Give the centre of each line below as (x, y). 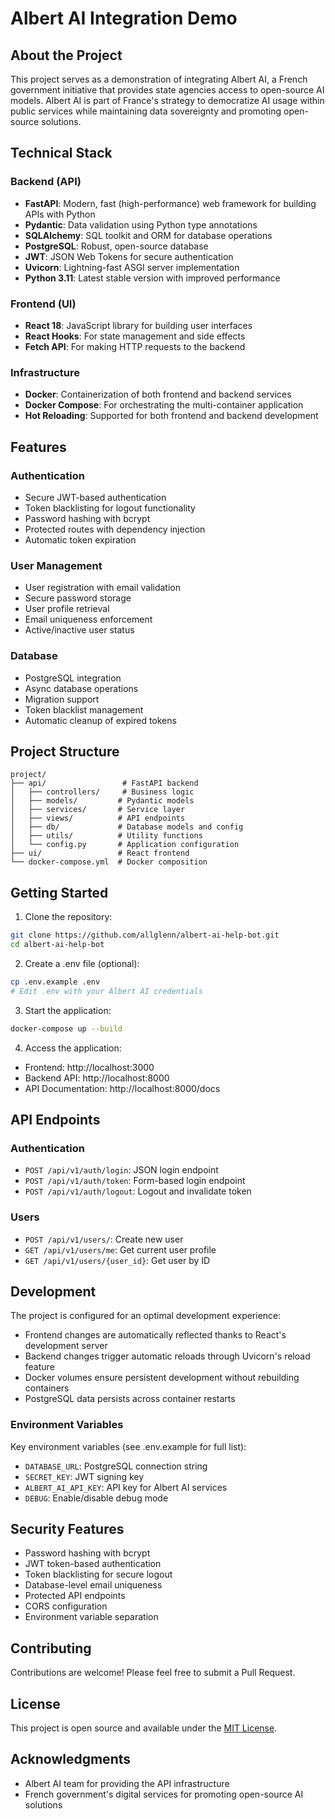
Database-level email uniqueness (93, 1585)
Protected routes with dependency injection (115, 529)
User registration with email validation (102, 588)
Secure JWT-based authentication (95, 497)
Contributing (51, 1648)
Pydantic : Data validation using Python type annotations (141, 224)
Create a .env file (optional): (82, 963)
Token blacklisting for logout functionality (110, 508)
